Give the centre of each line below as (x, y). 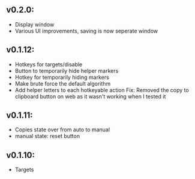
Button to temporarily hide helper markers (67, 71)
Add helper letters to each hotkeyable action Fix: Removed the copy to (102, 90)
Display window (34, 24)
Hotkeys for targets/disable (49, 64)
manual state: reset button (47, 136)
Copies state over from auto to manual (62, 130)
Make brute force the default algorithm (63, 83)
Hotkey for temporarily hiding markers (62, 77)
